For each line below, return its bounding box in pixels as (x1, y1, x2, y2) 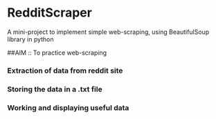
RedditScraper (7, 5, 92, 21)
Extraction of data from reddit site (7, 66, 123, 75)
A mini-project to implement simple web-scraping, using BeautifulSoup (7, 28, 210, 36)
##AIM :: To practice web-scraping (7, 48, 107, 57)
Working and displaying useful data (7, 102, 129, 112)
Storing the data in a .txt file (7, 84, 102, 94)
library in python (7, 35, 54, 43)
